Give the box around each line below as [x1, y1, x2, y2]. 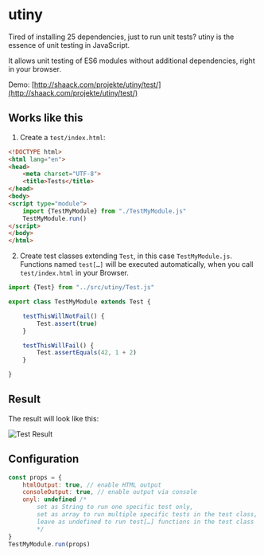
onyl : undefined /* [22, 495, 87, 503]
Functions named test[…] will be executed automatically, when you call [19, 260, 254, 269]
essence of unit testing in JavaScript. [8, 40, 130, 49]
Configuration [8, 452, 80, 466]
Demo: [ [8, 80, 35, 89]
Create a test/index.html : [19, 132, 106, 142]
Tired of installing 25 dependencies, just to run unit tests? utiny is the [8, 32, 235, 41]
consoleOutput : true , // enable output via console [22, 488, 197, 496]
